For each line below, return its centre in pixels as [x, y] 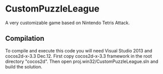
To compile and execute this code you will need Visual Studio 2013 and [79, 50]
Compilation [25, 39]
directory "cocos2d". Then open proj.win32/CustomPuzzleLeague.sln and [82, 61]
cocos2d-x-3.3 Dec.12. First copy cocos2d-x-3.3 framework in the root [78, 56]
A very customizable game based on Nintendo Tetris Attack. [67, 23]
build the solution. [24, 66]
